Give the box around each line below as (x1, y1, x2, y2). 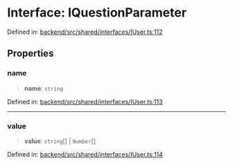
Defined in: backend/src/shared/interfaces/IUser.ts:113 (7, 97, 163, 106)
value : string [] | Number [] (24, 137, 96, 145)
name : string (24, 84, 64, 93)
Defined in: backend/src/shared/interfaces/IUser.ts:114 (7, 150, 163, 158)
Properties (7, 48, 54, 59)
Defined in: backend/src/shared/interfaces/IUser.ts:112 (7, 28, 163, 36)
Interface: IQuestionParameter (7, 5, 187, 21)
